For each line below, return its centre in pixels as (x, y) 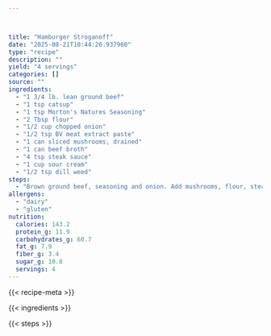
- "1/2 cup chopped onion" (61, 127)
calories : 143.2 (43, 224)
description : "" (35, 60)
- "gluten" (34, 209)
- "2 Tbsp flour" (45, 119)
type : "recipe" (34, 52)
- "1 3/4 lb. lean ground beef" (70, 97)
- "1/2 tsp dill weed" (54, 172)
